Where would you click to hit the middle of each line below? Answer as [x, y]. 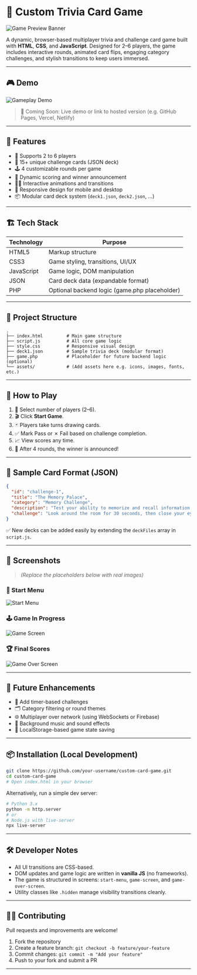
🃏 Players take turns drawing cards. [57, 425]
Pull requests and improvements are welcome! [62, 930]
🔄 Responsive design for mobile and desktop [69, 189]
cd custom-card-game [31, 777]
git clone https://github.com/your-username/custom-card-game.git [89, 771]
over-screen [29, 886]
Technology [26, 242]
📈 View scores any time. [45, 440]
